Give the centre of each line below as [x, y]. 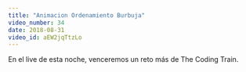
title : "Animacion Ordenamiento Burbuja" [77, 15]
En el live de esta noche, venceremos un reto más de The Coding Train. [123, 59]
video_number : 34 [36, 23]
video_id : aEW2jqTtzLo [45, 37]
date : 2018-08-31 [36, 30]
